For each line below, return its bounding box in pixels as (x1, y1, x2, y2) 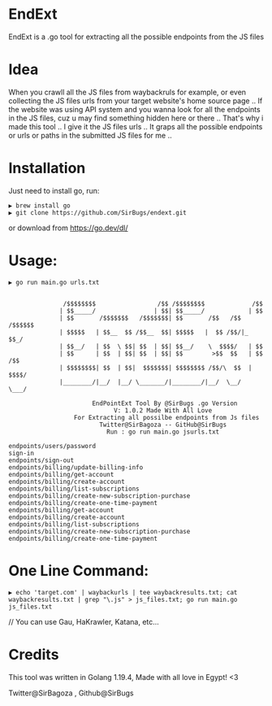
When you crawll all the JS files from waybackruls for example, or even (8, 87, 246, 97)
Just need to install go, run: (8, 185, 100, 195)
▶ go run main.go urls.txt (8, 278, 100, 286)
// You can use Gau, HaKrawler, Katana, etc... (8, 617, 160, 626)
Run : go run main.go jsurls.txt (106, 428, 220, 436)
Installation (8, 159, 86, 177)
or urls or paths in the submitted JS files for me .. (8, 130, 172, 140)
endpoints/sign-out (8, 456, 75, 464)
